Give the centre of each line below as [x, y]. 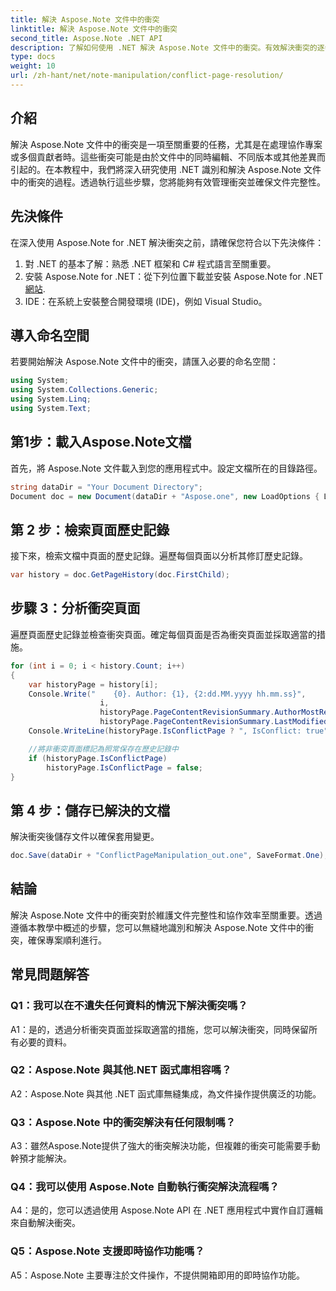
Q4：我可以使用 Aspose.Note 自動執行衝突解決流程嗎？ [145, 1187]
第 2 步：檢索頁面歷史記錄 [90, 529]
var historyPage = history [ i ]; [93, 684]
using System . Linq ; [51, 399]
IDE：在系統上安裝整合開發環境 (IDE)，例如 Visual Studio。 [146, 301]
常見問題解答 [50, 974]
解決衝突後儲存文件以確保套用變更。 [85, 837]
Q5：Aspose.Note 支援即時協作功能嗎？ [107, 1251]
